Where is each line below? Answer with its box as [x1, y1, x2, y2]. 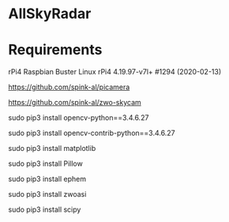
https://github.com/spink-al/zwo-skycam [8, 98, 142, 107]
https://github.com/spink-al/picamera [8, 82, 130, 92]
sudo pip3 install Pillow [8, 159, 83, 168]
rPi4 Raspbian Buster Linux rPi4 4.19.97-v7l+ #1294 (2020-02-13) [8, 67, 222, 77]
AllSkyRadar [8, 5, 92, 23]
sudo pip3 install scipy [8, 205, 81, 214]
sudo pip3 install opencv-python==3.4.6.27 [8, 113, 149, 122]
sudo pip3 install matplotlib [8, 144, 96, 153]
